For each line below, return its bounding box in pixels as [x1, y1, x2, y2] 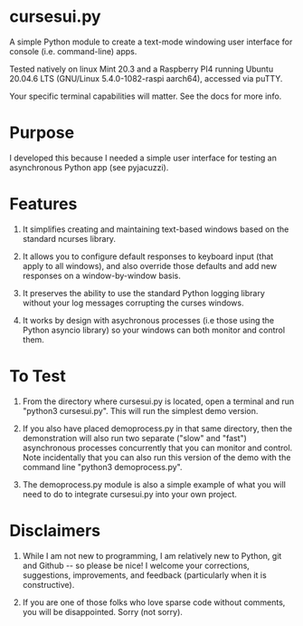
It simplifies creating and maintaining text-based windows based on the [22, 224, 289, 235]
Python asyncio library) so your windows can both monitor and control [22, 324, 286, 335]
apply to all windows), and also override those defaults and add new [22, 260, 278, 271]
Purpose [9, 122, 75, 143]
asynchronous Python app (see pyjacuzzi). [9, 161, 169, 173]
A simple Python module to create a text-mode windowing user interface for [9, 36, 293, 47]
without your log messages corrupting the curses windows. [22, 297, 244, 308]
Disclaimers [9, 520, 101, 541]
